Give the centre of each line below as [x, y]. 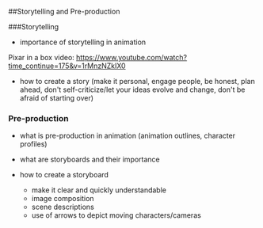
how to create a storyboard [64, 175]
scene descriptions [63, 207]
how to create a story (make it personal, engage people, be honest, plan [137, 81]
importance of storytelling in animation [83, 42]
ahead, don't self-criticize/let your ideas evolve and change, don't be [132, 89]
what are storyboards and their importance [90, 160]
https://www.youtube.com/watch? [132, 57]
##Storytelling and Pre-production [64, 11]
